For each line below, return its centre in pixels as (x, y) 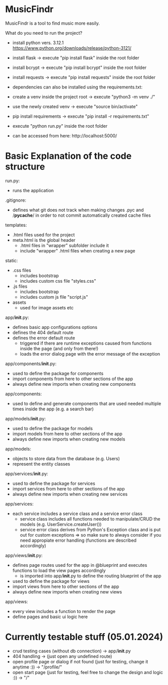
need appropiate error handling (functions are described (78, 540)
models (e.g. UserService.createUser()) (61, 524)
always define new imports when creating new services (70, 494)
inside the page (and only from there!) (59, 349)
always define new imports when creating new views (67, 591)
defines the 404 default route (43, 332)
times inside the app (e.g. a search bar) (53, 409)
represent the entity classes (41, 464)
